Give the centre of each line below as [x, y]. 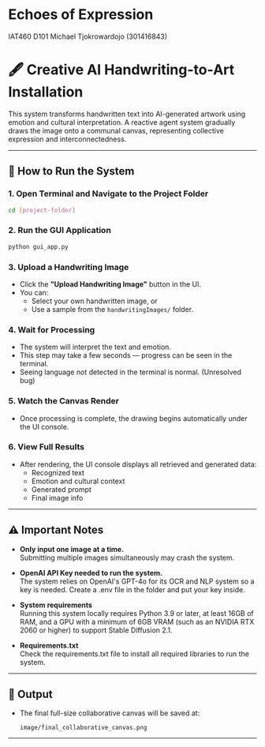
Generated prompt [62, 489]
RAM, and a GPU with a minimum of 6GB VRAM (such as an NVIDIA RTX [137, 621]
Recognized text [58, 472]
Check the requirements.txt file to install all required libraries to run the [134, 654]
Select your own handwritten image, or [94, 301]
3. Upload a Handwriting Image [69, 267]
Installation [46, 92]
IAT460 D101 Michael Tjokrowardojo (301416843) [88, 36]
